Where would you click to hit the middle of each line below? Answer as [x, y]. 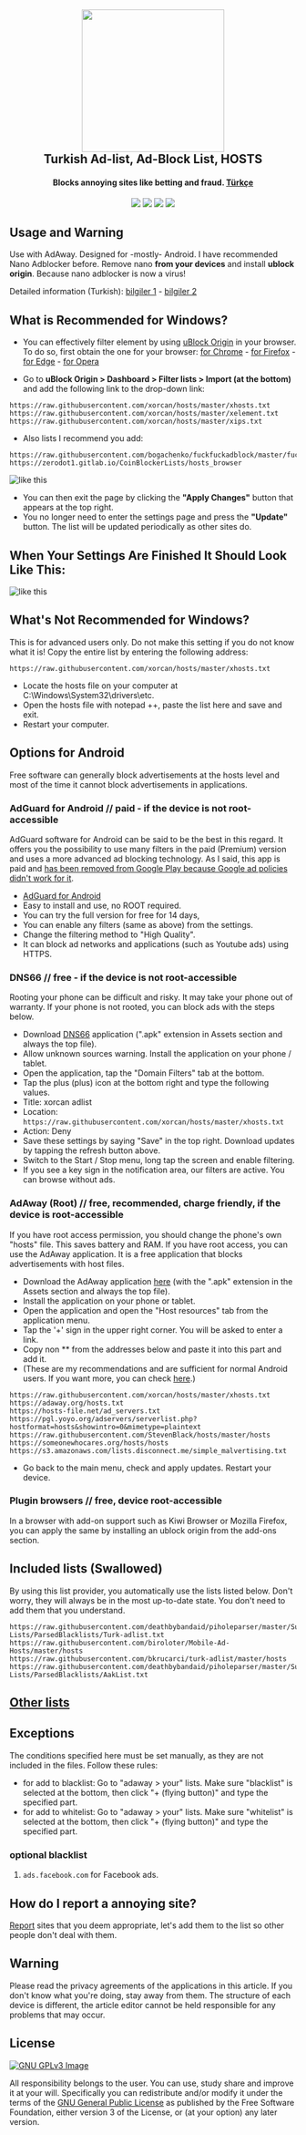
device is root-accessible [67, 1215]
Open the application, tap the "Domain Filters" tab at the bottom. [143, 1073]
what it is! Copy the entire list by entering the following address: [129, 652]
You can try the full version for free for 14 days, [111, 915]
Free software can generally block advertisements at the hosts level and [145, 775]
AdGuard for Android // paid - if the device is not [118, 808]
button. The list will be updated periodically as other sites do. [137, 527]
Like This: [38, 569]
